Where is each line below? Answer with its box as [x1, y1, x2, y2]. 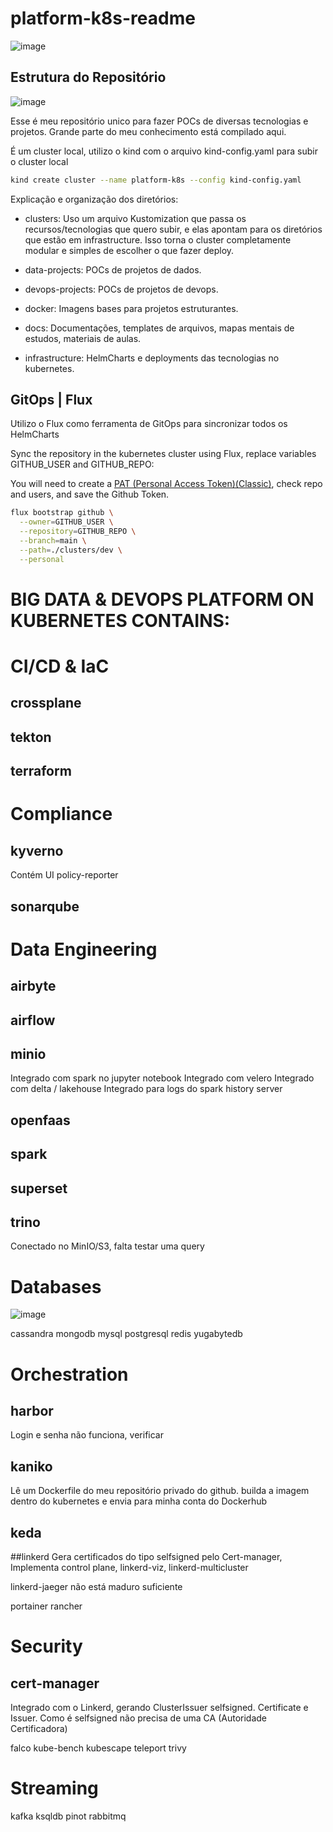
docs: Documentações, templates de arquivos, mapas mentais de [24, 322, 295, 334]
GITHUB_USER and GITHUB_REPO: [10, 458, 155, 471]
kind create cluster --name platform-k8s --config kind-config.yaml [10, 175, 302, 185]
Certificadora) [10, 1722, 68, 1734]
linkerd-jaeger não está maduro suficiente [10, 1580, 183, 1592]
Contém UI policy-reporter [10, 869, 119, 881]
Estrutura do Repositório [10, 69, 167, 86]
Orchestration [10, 1363, 129, 1386]
